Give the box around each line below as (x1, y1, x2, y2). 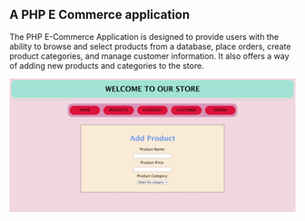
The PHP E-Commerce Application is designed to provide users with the (9, 31, 280, 42)
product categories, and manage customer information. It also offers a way (9, 50, 290, 62)
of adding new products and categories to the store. (9, 60, 204, 71)
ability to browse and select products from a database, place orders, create (9, 41, 291, 52)
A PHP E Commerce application (9, 7, 191, 23)
